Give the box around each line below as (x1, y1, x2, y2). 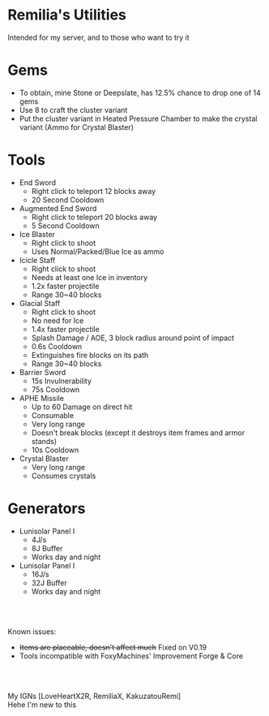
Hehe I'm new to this (7, 700, 77, 710)
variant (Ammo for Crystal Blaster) (19, 122, 134, 132)
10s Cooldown (31, 445, 79, 455)
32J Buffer (31, 578, 67, 588)
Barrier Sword (19, 367, 66, 377)
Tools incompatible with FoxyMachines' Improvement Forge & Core (19, 651, 244, 661)
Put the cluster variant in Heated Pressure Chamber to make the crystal (19, 114, 258, 123)
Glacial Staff (19, 298, 61, 308)
